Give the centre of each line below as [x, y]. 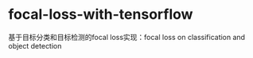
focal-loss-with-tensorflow [101, 14]
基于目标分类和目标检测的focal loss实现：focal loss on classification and [127, 37]
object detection [35, 45]
